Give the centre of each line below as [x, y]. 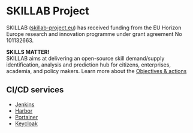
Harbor [24, 111]
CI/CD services [35, 90]
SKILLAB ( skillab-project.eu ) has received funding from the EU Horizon [94, 28]
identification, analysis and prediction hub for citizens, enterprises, [88, 65]
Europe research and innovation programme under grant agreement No [94, 34]
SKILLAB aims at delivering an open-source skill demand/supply [85, 58]
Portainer [26, 117]
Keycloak [26, 123]
